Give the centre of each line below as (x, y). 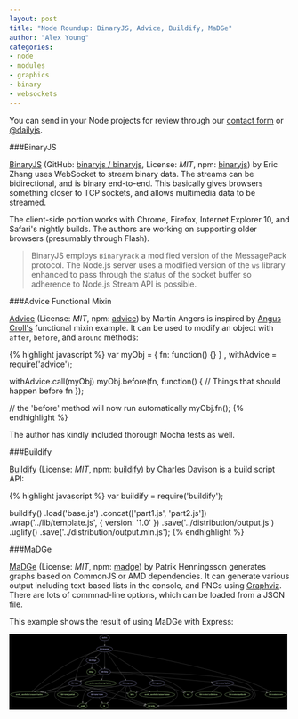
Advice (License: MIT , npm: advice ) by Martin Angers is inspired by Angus (145, 318)
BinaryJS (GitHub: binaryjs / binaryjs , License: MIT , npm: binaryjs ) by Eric (144, 164)
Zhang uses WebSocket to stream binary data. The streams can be (132, 174)
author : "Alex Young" (49, 37)
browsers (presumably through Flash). (79, 238)
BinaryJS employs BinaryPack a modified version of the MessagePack (159, 255)
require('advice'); (41, 364)
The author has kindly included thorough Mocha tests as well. (122, 434)
